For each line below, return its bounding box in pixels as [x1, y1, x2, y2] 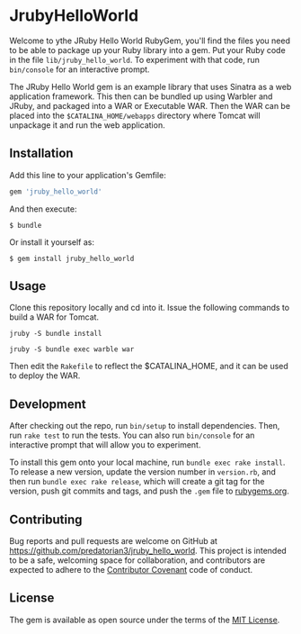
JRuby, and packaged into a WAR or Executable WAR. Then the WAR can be [9, 100, 290, 111]
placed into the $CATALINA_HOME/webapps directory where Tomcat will [9, 110, 261, 121]
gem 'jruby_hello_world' [9, 186, 102, 196]
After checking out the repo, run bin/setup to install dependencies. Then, [9, 421, 280, 431]
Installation [9, 146, 74, 161]
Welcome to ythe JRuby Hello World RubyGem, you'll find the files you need [9, 35, 290, 46]
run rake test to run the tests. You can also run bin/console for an [9, 430, 255, 441]
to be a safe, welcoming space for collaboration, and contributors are [9, 555, 266, 566]
